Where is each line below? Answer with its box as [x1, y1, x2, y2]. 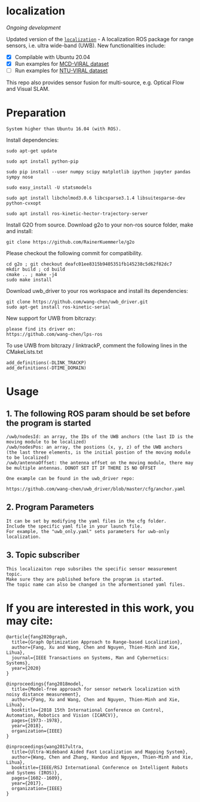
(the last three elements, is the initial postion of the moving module [6, 449, 191, 455]
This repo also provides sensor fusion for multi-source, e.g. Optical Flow [6, 79, 184, 86]
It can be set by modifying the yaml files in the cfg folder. [6, 518, 167, 524]
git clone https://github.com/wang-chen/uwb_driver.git [6, 299, 148, 305]
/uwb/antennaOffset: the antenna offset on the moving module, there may [6, 460, 194, 466]
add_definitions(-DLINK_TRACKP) [6, 360, 87, 366]
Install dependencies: [6, 136, 59, 144]
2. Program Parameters [6, 502, 94, 512]
